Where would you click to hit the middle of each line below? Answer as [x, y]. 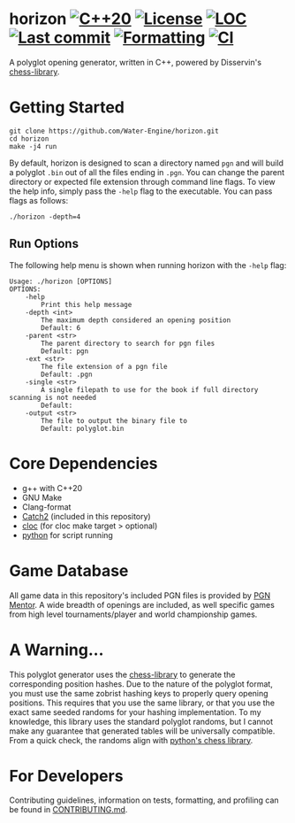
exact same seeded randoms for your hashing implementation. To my [136, 711]
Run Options [44, 244]
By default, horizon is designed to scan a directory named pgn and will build [147, 163]
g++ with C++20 [52, 488]
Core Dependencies [83, 463]
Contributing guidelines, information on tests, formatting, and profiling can [144, 800]
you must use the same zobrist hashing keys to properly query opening [139, 693]
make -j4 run [33, 146]
